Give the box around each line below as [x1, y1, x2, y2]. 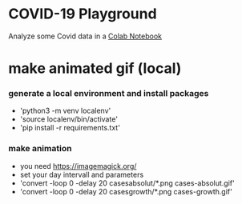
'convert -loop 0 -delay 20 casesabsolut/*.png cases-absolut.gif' [19, 178, 235, 188]
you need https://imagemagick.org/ [19, 161, 137, 170]
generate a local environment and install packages [8, 88, 209, 99]
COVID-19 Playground [8, 5, 158, 23]
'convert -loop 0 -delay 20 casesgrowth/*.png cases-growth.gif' [19, 186, 232, 196]
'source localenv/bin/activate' [19, 114, 119, 124]
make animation [8, 143, 72, 154]
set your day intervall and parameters [19, 170, 144, 179]
